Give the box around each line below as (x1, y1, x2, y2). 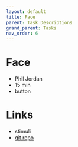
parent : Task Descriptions (6, 19, 73, 25)
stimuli (14, 128, 31, 135)
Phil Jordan (14, 75, 43, 82)
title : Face (6, 14, 35, 20)
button (14, 88, 31, 95)
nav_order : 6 (6, 31, 38, 36)
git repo (14, 134, 34, 141)
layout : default (6, 8, 46, 15)
